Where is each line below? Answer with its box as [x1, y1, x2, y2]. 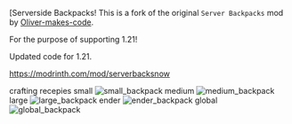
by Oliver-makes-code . [9, 17, 94, 27]
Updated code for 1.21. [9, 51, 92, 61]
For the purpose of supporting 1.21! [9, 35, 138, 44]
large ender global [9, 95, 218, 105]
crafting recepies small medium [9, 86, 195, 96]
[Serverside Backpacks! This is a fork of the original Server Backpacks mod [9, 8, 284, 18]
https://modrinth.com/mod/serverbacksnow [9, 68, 171, 79]
